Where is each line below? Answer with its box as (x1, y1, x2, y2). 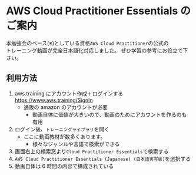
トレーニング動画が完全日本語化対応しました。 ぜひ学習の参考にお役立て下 (6, 47, 188, 54)
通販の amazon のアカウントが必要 (23, 103, 108, 111)
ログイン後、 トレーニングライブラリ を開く (14, 126, 110, 133)
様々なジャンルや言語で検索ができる (32, 140, 120, 147)
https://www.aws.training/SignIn (14, 97, 93, 104)
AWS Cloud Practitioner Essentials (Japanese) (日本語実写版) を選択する (14, 155, 191, 162)
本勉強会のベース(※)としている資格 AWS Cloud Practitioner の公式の (6, 39, 169, 47)
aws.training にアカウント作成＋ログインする (14, 90, 124, 97)
